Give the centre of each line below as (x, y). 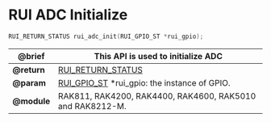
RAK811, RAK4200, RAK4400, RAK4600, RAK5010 (157, 96)
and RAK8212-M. (92, 106)
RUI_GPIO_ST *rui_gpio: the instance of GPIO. (144, 82)
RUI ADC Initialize (68, 15)
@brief (31, 56)
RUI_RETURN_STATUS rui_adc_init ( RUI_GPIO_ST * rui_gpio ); (106, 36)
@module (31, 101)
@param (29, 82)
